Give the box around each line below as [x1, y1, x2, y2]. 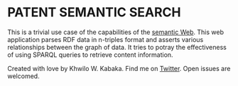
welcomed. [7, 72, 40, 80]
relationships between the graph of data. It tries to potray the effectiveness [7, 43, 227, 51]
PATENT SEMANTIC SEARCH [7, 4, 181, 21]
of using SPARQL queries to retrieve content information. [7, 50, 173, 59]
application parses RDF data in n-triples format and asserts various [7, 35, 204, 43]
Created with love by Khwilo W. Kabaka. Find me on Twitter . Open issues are [7, 64, 231, 72]
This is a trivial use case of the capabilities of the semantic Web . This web [7, 28, 224, 36]
